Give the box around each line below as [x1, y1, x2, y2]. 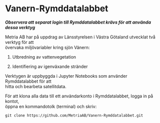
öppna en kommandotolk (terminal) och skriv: [5, 103, 97, 109]
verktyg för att [5, 39, 34, 45]
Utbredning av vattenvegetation [12, 54, 76, 60]
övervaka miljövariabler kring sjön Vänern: [5, 44, 90, 50]
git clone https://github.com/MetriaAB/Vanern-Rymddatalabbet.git [5, 113, 143, 118]
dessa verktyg [5, 24, 35, 30]
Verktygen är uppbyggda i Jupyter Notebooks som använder [5, 73, 128, 79]
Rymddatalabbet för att [5, 78, 52, 84]
